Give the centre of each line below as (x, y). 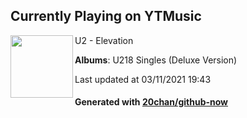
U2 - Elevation (104, 40)
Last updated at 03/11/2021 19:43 (143, 79)
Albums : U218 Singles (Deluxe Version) (156, 60)
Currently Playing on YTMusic (106, 16)
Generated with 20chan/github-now (151, 102)
